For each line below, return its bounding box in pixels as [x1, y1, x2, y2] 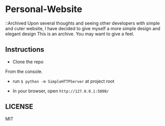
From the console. [5, 68, 43, 74]
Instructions [5, 45, 44, 54]
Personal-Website [5, 4, 82, 15]
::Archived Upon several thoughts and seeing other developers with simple [5, 20, 160, 26]
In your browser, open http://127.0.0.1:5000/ [12, 88, 109, 94]
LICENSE [5, 102, 34, 111]
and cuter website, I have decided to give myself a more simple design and [5, 25, 160, 31]
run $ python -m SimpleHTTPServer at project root [12, 78, 115, 84]
